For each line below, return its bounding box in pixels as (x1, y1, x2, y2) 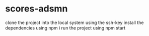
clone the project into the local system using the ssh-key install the (5, 19, 144, 25)
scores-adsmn (5, 3, 68, 14)
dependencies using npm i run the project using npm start (5, 24, 126, 30)
